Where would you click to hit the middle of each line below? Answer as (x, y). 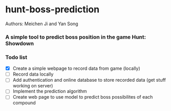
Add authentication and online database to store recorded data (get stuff (89, 80)
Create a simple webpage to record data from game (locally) (76, 68)
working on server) (33, 86)
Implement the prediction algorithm (50, 91)
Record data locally (33, 74)
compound (24, 103)
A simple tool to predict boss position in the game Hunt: (76, 37)
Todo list (16, 57)
